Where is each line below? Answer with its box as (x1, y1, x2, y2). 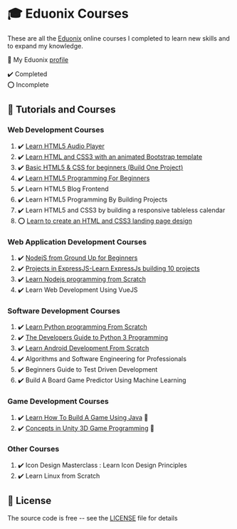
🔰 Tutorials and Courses (7, 104, 116, 116)
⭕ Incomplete (7, 80, 49, 89)
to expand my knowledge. (7, 41, 83, 50)
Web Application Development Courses (7, 236, 147, 246)
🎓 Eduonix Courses (7, 6, 130, 22)
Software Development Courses (7, 305, 121, 315)
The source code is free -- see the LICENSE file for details (7, 513, 178, 522)
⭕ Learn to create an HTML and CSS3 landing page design (17, 216, 192, 225)
